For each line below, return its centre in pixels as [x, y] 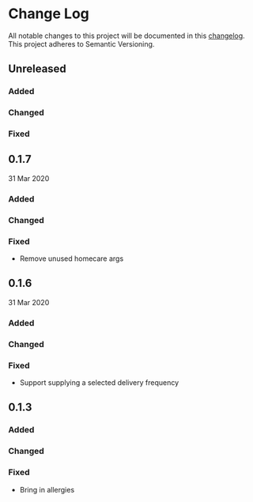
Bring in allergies [47, 489]
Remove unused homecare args [72, 259]
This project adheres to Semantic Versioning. [81, 43]
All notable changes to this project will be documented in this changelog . [126, 36]
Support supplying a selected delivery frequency [99, 383]
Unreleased [38, 69]
